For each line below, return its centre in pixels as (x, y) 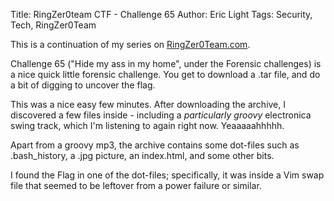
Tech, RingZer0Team (53, 25)
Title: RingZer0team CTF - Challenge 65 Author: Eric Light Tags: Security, (161, 14)
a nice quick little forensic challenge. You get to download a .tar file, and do (165, 74)
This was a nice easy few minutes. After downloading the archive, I (148, 104)
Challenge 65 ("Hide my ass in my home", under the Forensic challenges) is (166, 63)
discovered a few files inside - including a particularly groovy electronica (161, 115)
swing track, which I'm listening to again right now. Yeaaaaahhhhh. (147, 125)
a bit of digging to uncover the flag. (83, 85)
